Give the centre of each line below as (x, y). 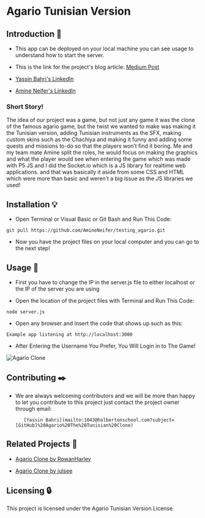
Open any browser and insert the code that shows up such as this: (99, 323)
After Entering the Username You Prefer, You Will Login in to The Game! (105, 346)
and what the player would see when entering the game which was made (99, 159)
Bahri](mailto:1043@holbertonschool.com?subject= (110, 420)
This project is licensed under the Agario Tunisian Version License (90, 508)
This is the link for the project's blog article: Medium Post (87, 67)
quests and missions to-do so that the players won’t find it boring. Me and (99, 146)
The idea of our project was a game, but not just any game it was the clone (101, 120)
